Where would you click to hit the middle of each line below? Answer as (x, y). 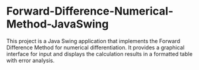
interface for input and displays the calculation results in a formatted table (99, 54)
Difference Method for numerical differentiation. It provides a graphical (96, 47)
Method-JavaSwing (58, 24)
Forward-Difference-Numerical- (90, 11)
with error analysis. (31, 60)
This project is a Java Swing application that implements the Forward (93, 41)
